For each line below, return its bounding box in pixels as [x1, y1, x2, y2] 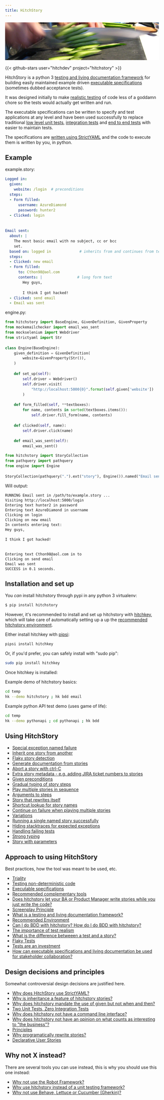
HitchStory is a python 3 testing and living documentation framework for [5, 74, 150, 80]
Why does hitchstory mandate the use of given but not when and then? [12, 1000, 155, 1006]
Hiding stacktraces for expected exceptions [12, 823, 100, 829]
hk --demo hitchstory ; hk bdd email [5, 694, 82, 699]
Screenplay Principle [12, 907, 54, 913]
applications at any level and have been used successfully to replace [5, 114, 143, 120]
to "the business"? [12, 1021, 50, 1027]
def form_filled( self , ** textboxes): [14, 402, 91, 407]
